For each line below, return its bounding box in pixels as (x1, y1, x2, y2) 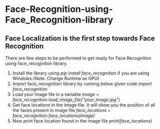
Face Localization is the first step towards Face (5, 34, 155, 42)
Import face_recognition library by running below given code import (12, 81, 152, 86)
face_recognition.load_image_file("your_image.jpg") (12, 96, 120, 102)
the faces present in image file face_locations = (12, 107, 111, 113)
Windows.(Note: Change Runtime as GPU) (12, 75, 99, 81)
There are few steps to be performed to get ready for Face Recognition (5, 55, 151, 61)
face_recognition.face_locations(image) (12, 112, 95, 118)
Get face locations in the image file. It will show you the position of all (12, 102, 155, 108)
